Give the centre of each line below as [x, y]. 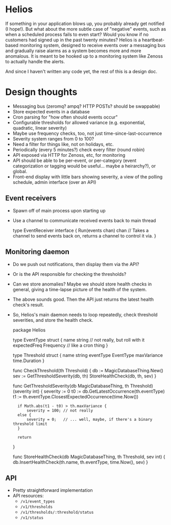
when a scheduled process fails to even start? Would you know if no [77, 34]
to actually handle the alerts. [35, 61]
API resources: [28, 496]
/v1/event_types [38, 502]
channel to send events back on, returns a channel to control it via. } [84, 235]
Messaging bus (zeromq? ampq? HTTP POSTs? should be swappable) [86, 106]
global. [20, 171]
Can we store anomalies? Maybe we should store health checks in [82, 284]
